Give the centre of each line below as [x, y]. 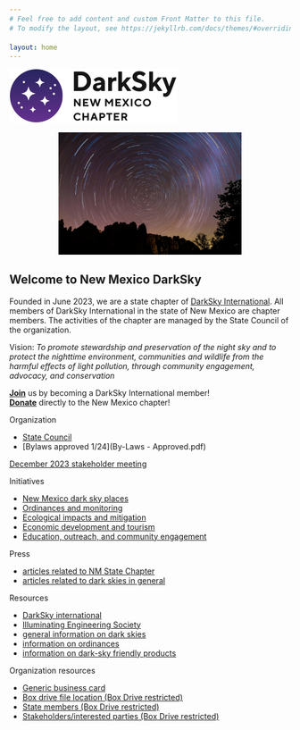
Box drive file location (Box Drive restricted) [102, 697]
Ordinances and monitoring [72, 508]
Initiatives [27, 481]
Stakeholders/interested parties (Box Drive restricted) [121, 716]
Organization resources [52, 670]
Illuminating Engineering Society [81, 625]
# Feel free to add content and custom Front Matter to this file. [137, 19]
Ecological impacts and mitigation [84, 517]
